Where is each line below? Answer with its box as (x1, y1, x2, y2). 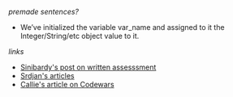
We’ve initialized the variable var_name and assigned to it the (19, 23, 225, 32)
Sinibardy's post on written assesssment (19, 62, 157, 72)
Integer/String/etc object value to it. (19, 32, 140, 40)
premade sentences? (8, 7, 80, 16)
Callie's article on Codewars (19, 80, 115, 89)
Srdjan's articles (19, 71, 75, 80)
